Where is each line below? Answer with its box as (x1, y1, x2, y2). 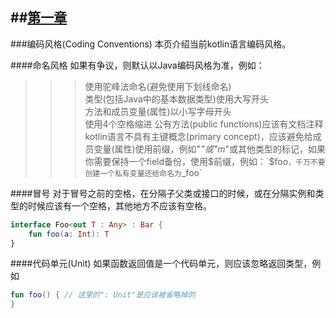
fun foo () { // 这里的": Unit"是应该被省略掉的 (10, 290, 196, 300)
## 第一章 (10, 9, 68, 27)
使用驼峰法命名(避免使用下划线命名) (84, 80, 232, 92)
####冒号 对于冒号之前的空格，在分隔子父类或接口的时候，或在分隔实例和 (10, 187, 316, 199)
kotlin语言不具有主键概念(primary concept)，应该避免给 (84, 130, 313, 142)
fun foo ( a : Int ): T (28, 229, 110, 239)
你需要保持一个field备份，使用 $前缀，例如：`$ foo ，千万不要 (84, 155, 326, 167)
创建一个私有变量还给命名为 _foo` (84, 166, 203, 178)
